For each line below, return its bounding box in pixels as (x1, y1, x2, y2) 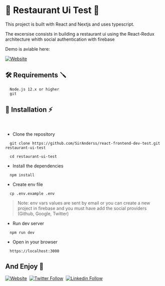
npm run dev (10, 230, 35, 235)
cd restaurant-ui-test (10, 154, 57, 159)
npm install (10, 172, 35, 177)
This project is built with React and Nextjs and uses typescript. (5, 21, 134, 27)
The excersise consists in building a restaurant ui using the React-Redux (5, 31, 154, 37)
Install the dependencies (12, 163, 64, 169)
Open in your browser (12, 239, 58, 245)
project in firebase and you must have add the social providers (17, 205, 147, 211)
